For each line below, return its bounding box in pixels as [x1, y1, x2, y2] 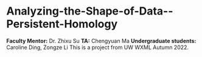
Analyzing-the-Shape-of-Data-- [6, 4, 173, 18]
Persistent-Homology [6, 17, 118, 31]
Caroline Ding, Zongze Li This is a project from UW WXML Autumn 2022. [6, 44, 189, 51]
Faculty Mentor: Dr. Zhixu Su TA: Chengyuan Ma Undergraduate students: [6, 37, 197, 44]
